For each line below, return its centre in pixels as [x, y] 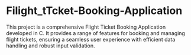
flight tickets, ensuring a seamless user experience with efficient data [91, 39]
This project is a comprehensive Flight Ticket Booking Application [86, 27]
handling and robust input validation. [51, 46]
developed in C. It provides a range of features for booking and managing [96, 33]
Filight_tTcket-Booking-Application [94, 11]
